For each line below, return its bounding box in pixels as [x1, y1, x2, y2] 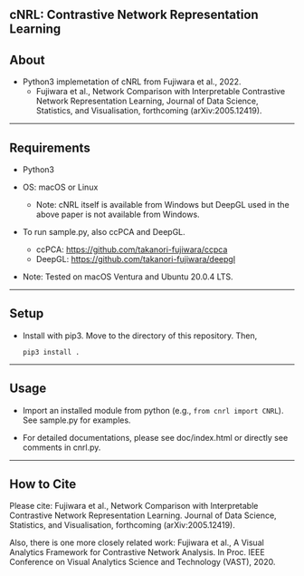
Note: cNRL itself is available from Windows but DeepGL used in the [35, 200, 290, 210]
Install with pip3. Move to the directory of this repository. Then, [22, 330, 258, 341]
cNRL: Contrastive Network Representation [9, 7, 260, 23]
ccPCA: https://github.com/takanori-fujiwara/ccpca [35, 244, 228, 255]
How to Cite [9, 476, 77, 493]
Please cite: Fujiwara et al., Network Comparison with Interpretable [9, 501, 259, 512]
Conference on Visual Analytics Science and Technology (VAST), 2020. [9, 557, 276, 568]
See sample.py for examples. [22, 415, 131, 425]
